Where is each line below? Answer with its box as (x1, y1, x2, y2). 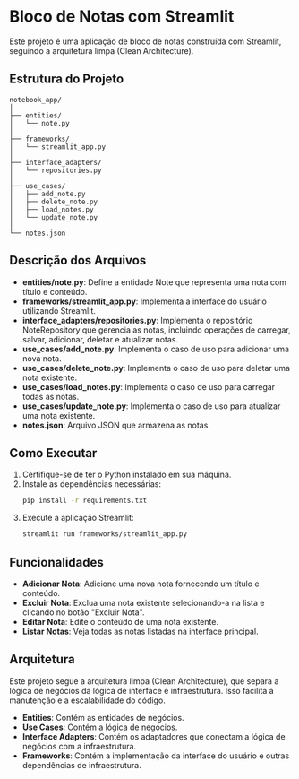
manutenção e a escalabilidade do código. (9, 695, 166, 705)
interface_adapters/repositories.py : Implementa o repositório (21, 315, 253, 325)
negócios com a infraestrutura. (21, 740, 137, 751)
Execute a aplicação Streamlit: (21, 513, 134, 524)
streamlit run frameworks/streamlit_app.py (21, 530, 188, 539)
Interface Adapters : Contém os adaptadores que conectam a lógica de (21, 731, 286, 741)
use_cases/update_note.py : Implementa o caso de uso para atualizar (21, 401, 281, 411)
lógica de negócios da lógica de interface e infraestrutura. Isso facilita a (9, 685, 275, 696)
